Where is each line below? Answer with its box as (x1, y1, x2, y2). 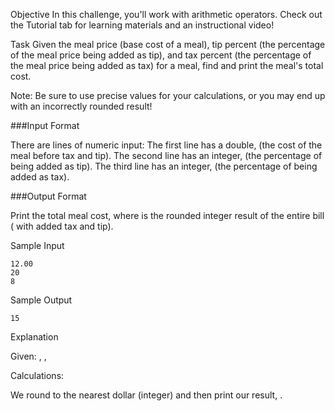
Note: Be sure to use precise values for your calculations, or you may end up (10, 90, 326, 101)
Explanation (10, 331, 59, 343)
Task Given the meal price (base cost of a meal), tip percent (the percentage (10, 39, 326, 50)
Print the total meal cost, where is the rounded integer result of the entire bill (10, 210, 325, 221)
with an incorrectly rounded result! (10, 100, 153, 112)
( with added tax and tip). (10, 220, 114, 232)
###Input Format (10, 120, 80, 131)
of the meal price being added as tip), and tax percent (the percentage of (10, 49, 312, 61)
